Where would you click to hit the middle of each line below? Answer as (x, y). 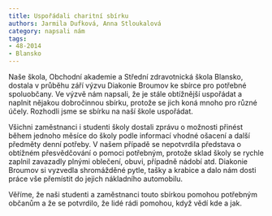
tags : (17, 39)
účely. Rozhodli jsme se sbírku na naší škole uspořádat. (101, 111)
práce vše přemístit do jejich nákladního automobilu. (96, 179)
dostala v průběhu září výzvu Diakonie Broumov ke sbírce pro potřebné (127, 85)
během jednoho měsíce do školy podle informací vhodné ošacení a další (129, 136)
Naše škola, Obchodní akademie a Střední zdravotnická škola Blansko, (126, 77)
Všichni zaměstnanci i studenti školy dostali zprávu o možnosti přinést (126, 127)
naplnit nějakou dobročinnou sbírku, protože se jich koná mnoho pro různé (133, 103)
